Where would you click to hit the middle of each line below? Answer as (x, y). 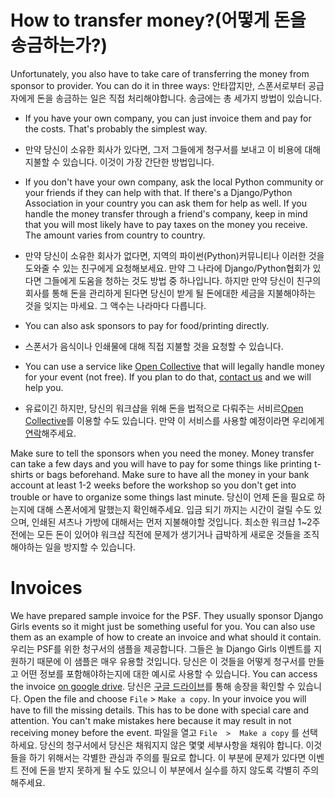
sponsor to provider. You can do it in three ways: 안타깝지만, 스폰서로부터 (158, 85)
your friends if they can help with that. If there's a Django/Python (158, 192)
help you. (44, 387)
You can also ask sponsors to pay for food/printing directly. (147, 325)
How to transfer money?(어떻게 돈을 (158, 20)
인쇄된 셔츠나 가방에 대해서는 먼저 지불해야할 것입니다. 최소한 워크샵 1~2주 (176, 522)
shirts (22, 474)
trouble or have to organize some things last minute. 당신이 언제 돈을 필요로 (162, 497)
